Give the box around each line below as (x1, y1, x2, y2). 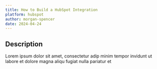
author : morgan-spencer (5, 16, 55, 21)
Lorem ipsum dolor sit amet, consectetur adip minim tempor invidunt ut (5, 53, 152, 59)
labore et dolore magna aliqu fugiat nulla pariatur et (5, 58, 112, 64)
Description (5, 39, 43, 48)
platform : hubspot (5, 12, 44, 17)
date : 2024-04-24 (5, 21, 42, 26)
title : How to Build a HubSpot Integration (5, 7, 98, 12)
